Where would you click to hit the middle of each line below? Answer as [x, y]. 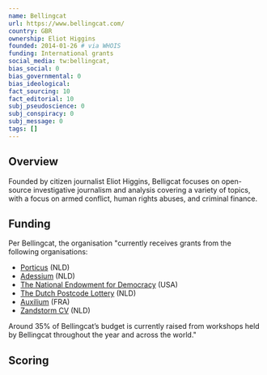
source [20, 190]
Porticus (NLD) [45, 267]
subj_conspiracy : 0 [41, 114]
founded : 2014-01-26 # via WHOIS [65, 46]
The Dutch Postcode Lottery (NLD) [78, 293]
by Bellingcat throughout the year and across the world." [102, 335]
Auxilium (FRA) [45, 302]
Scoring [29, 360]
